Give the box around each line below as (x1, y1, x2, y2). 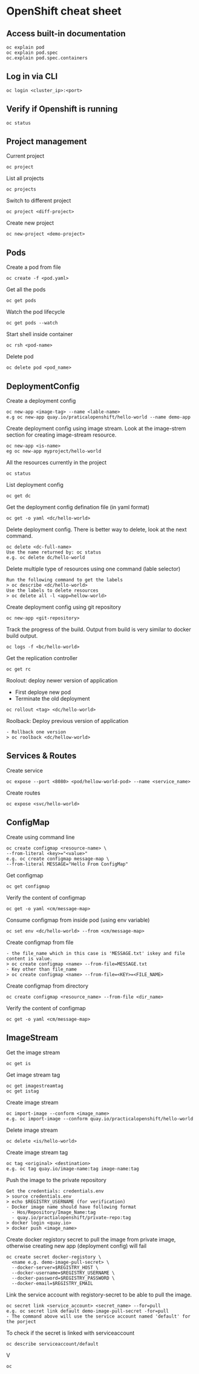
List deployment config (6, 481, 64, 489)
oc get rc (6, 666, 31, 673)
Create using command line (6, 833, 75, 841)
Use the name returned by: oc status (6, 549, 102, 555)
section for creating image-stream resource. (6, 431, 117, 438)
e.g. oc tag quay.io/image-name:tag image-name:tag (6, 1166, 139, 1172)
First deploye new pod (15, 689, 71, 696)
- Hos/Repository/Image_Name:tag (11, 1209, 96, 1215)
